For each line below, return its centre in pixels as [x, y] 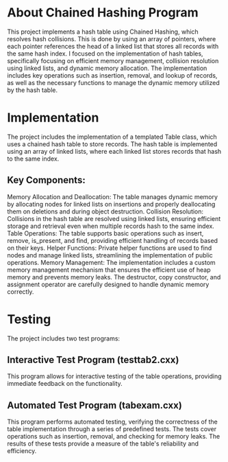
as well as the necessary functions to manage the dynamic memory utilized [114, 82]
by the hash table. [33, 90]
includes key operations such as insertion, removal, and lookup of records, [112, 75]
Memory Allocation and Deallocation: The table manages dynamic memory [112, 196]
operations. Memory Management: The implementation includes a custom [111, 262]
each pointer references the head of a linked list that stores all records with [113, 46]
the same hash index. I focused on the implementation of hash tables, [105, 54]
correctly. [21, 291]
